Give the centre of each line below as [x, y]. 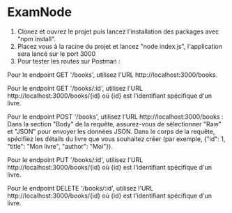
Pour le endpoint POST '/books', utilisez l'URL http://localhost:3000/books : [116, 117]
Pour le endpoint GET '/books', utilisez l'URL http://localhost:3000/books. [113, 75]
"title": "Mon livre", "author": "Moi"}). [60, 146]
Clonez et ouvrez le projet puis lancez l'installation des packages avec [118, 31]
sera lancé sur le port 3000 [56, 54]
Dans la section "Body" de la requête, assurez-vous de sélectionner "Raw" [114, 124]
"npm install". [37, 38]
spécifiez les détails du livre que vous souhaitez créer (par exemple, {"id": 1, [116, 139]
